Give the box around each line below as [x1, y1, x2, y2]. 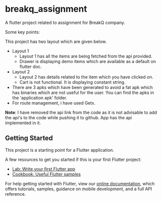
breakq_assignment [5, 3, 87, 15]
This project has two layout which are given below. [5, 38, 107, 45]
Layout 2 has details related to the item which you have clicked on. [19, 74, 154, 80]
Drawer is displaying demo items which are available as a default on [19, 58, 156, 64]
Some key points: [5, 29, 40, 35]
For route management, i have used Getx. [12, 100, 96, 106]
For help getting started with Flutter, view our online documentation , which [5, 180, 155, 186]
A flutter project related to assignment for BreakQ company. [5, 20, 125, 25]
